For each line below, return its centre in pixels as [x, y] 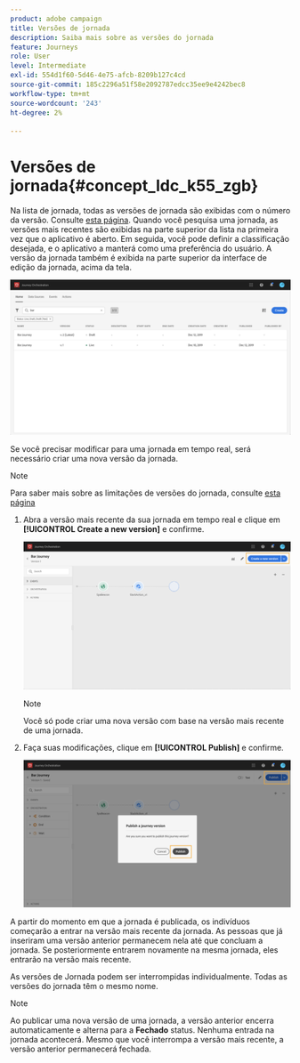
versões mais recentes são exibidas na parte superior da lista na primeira [144, 230]
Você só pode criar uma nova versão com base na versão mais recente [153, 721]
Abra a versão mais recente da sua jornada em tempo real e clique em [152, 519]
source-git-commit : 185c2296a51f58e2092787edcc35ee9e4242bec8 [128, 85]
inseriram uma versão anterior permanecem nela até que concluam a [137, 941]
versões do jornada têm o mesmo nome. [84, 986]
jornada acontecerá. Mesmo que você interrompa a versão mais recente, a [147, 1040]
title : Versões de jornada [60, 28]
